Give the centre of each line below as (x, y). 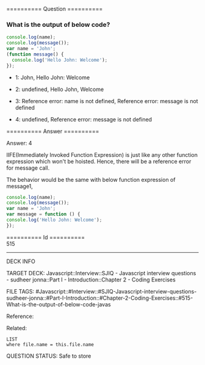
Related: (17, 328)
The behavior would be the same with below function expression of (91, 179)
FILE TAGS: (20, 291)
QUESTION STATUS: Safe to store (49, 356)
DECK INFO (21, 261)
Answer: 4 (19, 143)
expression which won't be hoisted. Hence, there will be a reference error (99, 161)
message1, (20, 186)
